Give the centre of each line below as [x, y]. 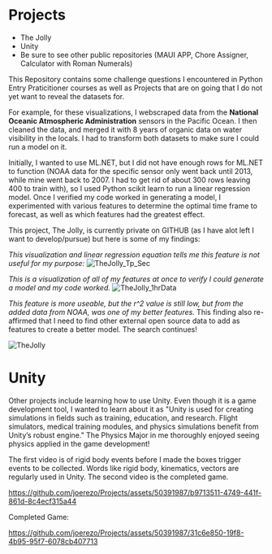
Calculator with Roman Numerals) [76, 63]
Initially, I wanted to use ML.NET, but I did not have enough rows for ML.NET [136, 162]
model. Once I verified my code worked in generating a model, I [115, 197]
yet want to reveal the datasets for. [66, 96]
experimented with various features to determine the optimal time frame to [133, 206]
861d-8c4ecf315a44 [43, 501]
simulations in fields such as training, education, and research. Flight [123, 417]
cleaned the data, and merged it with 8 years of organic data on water [125, 129]
